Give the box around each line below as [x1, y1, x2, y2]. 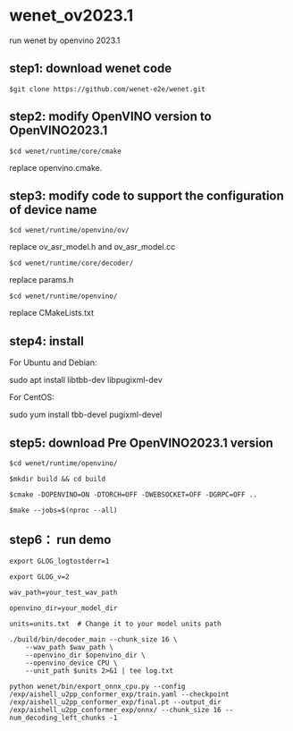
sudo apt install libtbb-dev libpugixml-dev [9, 375, 163, 386]
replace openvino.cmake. [9, 162, 103, 173]
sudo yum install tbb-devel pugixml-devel [9, 409, 163, 421]
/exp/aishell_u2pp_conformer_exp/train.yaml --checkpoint [9, 690, 230, 699]
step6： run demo [9, 532, 112, 548]
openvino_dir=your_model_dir [9, 603, 118, 613]
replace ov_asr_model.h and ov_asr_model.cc [9, 242, 176, 252]
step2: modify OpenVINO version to [9, 109, 212, 124]
